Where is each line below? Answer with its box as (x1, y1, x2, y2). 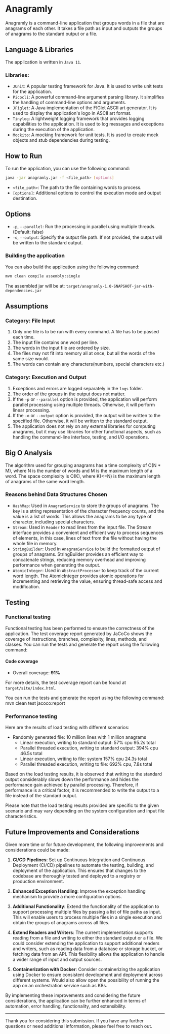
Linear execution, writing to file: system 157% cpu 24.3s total (20, 756, 147, 762)
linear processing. (12, 407, 51, 413)
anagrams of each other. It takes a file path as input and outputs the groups (5, 25, 163, 31)
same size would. (12, 356, 49, 362)
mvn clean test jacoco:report (5, 700, 65, 706)
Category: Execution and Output (5, 374, 87, 381)
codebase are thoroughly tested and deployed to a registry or (12, 872, 141, 879)
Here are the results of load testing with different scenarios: (5, 725, 130, 730)
